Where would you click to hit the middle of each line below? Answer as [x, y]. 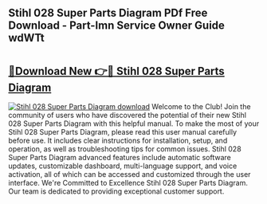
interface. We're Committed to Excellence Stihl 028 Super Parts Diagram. [128, 183]
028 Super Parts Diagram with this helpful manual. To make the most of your [134, 124]
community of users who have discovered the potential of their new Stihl [128, 115]
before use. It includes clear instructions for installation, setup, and [118, 140]
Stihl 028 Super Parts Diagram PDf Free [108, 13]
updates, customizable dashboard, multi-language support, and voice [123, 166]
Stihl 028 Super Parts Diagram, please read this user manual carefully [123, 132]
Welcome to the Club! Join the [201, 106]
